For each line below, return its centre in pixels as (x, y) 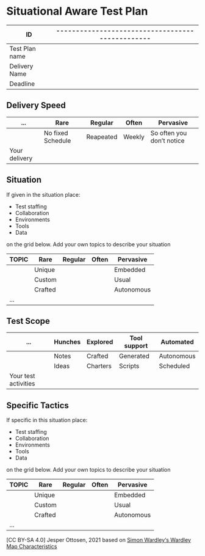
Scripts (129, 366)
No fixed (56, 133)
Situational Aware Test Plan (77, 11)
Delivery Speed (36, 105)
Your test (22, 376)
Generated (134, 356)
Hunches (67, 342)
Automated (177, 342)
